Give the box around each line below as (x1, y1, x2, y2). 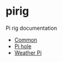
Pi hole (14, 43, 32, 50)
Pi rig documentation (5, 24, 58, 32)
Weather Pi (14, 49, 42, 56)
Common (14, 36, 37, 43)
